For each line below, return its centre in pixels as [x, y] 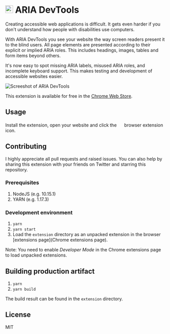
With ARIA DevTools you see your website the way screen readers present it [85, 39]
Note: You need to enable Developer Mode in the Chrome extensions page [83, 250]
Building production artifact [50, 271]
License [18, 315]
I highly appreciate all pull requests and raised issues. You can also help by [84, 159]
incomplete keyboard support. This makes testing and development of [79, 71]
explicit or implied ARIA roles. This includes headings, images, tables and [82, 50]
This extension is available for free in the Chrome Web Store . [69, 96]
